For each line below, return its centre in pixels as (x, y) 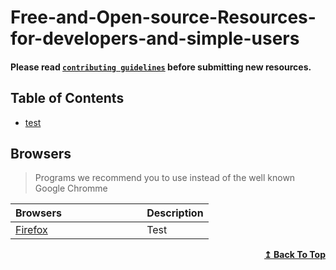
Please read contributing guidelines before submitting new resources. (161, 67)
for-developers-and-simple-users (155, 38)
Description (175, 213)
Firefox (31, 230)
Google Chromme (71, 188)
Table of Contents (67, 98)
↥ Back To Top (295, 255)
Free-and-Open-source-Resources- (163, 17)
